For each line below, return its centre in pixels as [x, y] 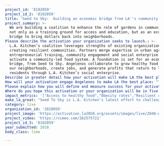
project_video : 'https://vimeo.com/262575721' [53, 118]
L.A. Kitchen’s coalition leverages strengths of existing [71, 46]
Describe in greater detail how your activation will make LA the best [79, 77]
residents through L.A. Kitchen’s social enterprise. [65, 73]
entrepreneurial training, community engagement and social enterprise [84, 55]
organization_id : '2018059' [34, 109]
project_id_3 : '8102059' [30, 123]
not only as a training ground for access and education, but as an [81, 32]
